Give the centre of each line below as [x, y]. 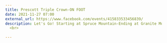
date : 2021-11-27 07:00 [30, 14]
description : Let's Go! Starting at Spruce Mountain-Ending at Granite [81, 23]
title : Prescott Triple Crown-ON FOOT [45, 10]
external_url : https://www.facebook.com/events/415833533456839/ [74, 19]
